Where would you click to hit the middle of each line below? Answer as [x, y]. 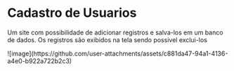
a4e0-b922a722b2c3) [40, 60]
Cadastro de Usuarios [72, 13]
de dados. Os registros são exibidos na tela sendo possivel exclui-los [107, 39]
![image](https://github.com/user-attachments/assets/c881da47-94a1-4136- [118, 53]
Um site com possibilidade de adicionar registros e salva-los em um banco [115, 32]
